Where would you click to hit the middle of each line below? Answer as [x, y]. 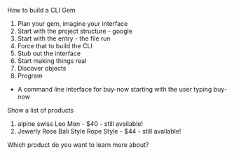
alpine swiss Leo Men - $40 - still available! [80, 124]
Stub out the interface [49, 53]
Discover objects [42, 68]
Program [30, 76]
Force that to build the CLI [55, 46]
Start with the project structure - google [75, 31]
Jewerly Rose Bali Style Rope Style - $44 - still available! [99, 131]
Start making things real [52, 61]
